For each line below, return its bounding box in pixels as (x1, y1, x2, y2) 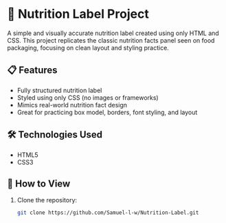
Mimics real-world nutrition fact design (16, 100, 128, 109)
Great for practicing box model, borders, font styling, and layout (16, 108, 198, 116)
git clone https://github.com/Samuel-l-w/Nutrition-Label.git (16, 209, 199, 216)
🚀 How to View (7, 178, 71, 189)
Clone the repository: (16, 196, 78, 204)
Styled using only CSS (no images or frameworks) (16, 93, 159, 102)
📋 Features (7, 65, 58, 76)
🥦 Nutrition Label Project (7, 6, 149, 22)
